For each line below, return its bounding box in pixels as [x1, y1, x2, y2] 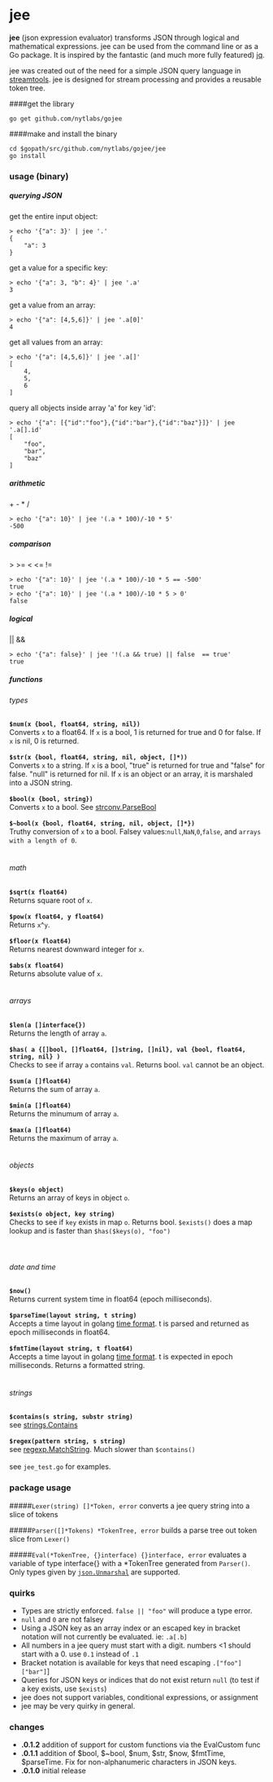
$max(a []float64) [9, 1126, 71, 1134]
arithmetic [9, 478, 45, 488]
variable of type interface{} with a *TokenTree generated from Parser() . [9, 1558, 251, 1568]
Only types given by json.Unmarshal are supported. [9, 1567, 181, 1577]
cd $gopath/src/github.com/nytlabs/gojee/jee [9, 144, 166, 152]
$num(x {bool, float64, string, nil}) [9, 720, 141, 728]
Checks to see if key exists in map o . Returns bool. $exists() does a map [9, 1217, 253, 1227]
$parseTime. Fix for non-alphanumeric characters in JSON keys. [20, 1758, 237, 1767]
